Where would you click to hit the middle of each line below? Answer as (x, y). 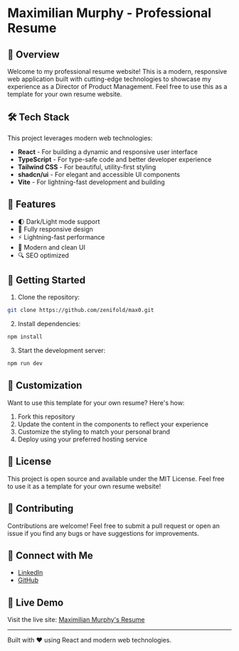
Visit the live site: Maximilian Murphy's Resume (76, 620)
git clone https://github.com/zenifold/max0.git (81, 311)
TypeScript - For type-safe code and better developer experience (115, 159)
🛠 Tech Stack (38, 118)
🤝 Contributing (41, 509)
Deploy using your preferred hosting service (83, 439)
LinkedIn (30, 573)
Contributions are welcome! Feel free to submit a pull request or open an (114, 526)
